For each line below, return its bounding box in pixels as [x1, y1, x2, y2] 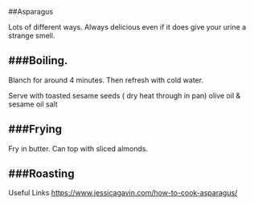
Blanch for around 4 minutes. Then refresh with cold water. [8, 75, 203, 85]
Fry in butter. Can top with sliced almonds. [8, 143, 149, 153]
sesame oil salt [8, 99, 58, 109]
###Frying [8, 123, 63, 136]
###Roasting [8, 167, 75, 181]
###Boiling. [8, 54, 68, 67]
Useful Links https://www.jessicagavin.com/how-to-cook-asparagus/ [8, 188, 238, 198]
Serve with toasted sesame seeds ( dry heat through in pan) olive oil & [8, 90, 241, 100]
